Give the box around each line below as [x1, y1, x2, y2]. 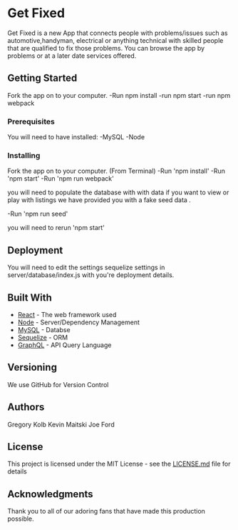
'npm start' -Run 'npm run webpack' [7, 174, 114, 183]
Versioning [7, 361, 57, 374]
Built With [7, 291, 52, 304]
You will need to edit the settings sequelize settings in [7, 263, 165, 272]
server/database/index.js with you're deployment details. [7, 271, 175, 279]
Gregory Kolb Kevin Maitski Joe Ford [7, 420, 115, 429]
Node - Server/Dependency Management [17, 318, 140, 326]
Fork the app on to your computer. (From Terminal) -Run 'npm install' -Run [7, 166, 226, 176]
